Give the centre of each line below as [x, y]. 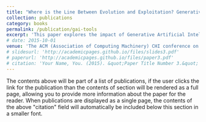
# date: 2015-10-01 [31, 40]
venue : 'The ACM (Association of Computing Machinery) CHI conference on [103, 47]
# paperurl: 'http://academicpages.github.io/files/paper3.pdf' [90, 58]
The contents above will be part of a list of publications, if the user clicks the [103, 81]
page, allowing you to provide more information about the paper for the [96, 94]
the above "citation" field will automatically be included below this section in [102, 107]
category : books [27, 23]
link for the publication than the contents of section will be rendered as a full [102, 87]
